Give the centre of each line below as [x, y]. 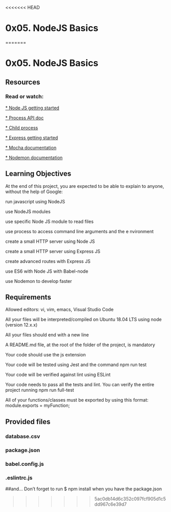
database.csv [23, 436]
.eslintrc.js [19, 478]
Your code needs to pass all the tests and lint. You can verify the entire [80, 385]
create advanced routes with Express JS [48, 261]
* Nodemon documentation [34, 157]
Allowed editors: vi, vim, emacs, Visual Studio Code [59, 310]
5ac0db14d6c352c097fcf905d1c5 [130, 499]
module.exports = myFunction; [38, 406]
